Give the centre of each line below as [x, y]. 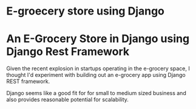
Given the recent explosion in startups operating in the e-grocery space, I [98, 68]
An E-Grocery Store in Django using [98, 39]
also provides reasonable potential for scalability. [68, 100]
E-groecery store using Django [86, 11]
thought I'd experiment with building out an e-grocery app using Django [96, 75]
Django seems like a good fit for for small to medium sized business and [96, 93]
